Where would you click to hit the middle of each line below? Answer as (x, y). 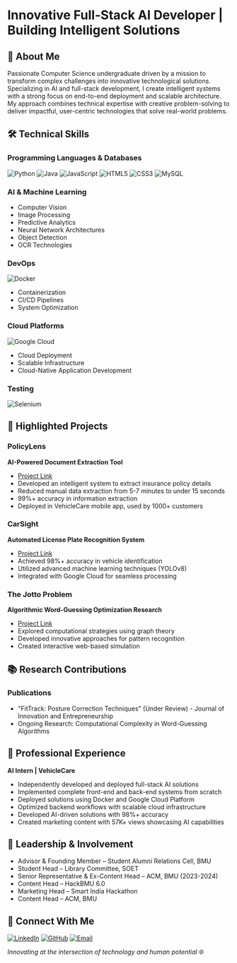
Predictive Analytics (47, 222)
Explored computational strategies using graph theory (96, 631)
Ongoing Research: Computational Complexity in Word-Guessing (112, 723)
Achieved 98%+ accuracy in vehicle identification (90, 561)
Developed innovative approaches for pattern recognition (101, 639)
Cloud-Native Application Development (75, 370)
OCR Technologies (45, 245)
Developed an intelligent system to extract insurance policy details (114, 483)
